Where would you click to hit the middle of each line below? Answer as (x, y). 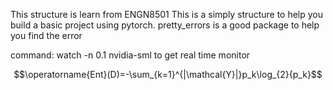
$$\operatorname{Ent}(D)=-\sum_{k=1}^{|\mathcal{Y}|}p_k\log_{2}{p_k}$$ (168, 74)
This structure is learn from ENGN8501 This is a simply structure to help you (167, 14)
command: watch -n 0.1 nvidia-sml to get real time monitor (130, 55)
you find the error (46, 35)
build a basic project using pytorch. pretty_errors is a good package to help (165, 25)
